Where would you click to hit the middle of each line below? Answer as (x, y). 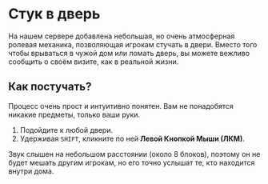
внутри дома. (31, 171)
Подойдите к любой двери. (66, 130)
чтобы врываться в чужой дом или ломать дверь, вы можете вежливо (129, 53)
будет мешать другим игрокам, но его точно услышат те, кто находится (132, 162)
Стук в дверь (54, 14)
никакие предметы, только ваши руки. (74, 114)
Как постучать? (50, 87)
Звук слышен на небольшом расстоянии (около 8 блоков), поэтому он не (134, 154)
